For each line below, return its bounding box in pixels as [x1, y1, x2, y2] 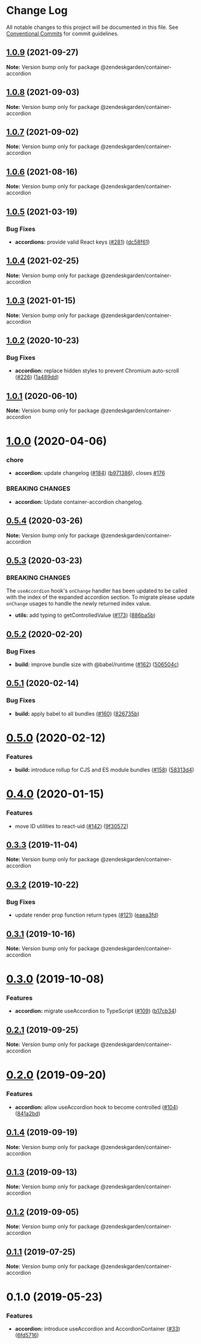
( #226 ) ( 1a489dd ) [14, 374, 59, 381]
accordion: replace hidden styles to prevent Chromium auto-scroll [14, 367, 179, 374]
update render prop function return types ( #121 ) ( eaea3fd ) [14, 911, 159, 918]
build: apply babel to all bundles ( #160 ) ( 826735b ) [14, 710, 140, 717]
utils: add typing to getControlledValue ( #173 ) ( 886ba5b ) [14, 612, 156, 619]
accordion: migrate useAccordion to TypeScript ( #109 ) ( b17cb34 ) [14, 1008, 177, 1015]
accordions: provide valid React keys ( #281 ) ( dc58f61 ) [14, 238, 150, 246]
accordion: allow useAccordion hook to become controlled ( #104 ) [14, 1103, 178, 1110]
